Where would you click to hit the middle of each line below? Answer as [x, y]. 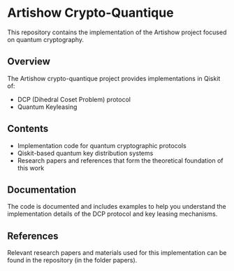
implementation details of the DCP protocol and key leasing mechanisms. [112, 214]
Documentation [42, 190]
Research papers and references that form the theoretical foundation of [120, 160]
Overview [29, 62]
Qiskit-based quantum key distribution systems [85, 153]
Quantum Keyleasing [47, 107]
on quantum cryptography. [46, 39]
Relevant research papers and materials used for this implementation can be [117, 253]
